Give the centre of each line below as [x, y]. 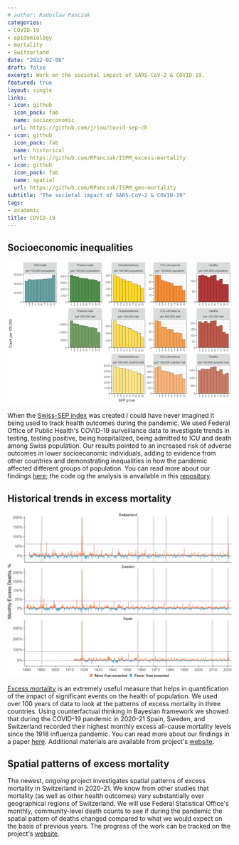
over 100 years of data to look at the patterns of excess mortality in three [114, 703]
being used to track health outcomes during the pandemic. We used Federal [119, 423]
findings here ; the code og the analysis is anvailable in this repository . [110, 476]
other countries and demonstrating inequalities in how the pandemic [107, 461]
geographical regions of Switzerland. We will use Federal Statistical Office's [118, 804]
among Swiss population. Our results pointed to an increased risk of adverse [119, 446]
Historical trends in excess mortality [90, 498]
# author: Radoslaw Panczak [49, 15]
